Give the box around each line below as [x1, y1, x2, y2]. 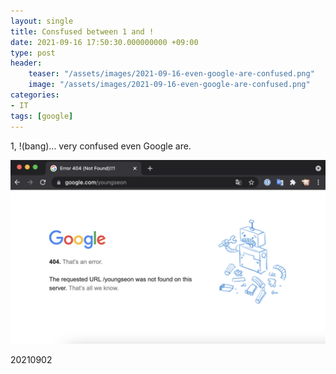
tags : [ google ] [10, 111, 74, 121]
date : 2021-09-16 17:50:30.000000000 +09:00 [10, 37, 199, 47]
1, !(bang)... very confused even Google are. [10, 140, 192, 152]
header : [10, 58, 43, 69]
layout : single [10, 16, 74, 26]
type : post [10, 48, 56, 58]
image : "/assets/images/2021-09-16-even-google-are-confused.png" [28, 80, 311, 90]
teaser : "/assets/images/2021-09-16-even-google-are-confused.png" [28, 69, 315, 79]
